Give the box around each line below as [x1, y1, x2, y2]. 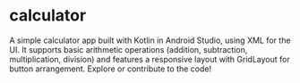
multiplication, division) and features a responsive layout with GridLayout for [9, 54, 290, 64]
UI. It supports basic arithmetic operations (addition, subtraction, [9, 44, 248, 54]
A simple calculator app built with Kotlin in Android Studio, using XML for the [9, 35, 291, 46]
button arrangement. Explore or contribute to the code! [9, 63, 212, 74]
